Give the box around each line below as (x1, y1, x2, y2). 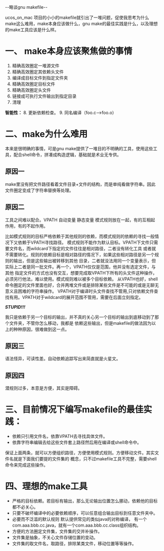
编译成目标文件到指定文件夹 (12, 75, 68, 80)
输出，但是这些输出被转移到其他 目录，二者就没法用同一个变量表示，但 (13, 257, 156, 263)
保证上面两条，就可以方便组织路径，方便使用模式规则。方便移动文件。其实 (5, 450, 155, 456)
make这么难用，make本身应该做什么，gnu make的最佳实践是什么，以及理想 (5, 21, 158, 26)
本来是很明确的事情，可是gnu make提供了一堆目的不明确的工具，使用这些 (5, 145, 153, 151)
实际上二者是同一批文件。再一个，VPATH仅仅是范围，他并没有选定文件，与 (5, 264, 156, 270)
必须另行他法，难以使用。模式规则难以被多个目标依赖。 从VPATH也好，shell (5, 276, 158, 282)
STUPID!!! (5, 304, 25, 310)
